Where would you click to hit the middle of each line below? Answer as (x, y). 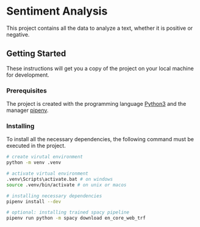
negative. (18, 34)
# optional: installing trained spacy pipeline (68, 212)
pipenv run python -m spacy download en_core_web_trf (76, 218)
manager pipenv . (27, 110)
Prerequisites (27, 91)
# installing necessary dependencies (54, 196)
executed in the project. (36, 146)
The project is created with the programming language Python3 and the (96, 104)
